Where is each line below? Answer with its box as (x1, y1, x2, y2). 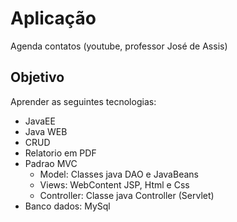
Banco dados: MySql (24, 200, 111, 212)
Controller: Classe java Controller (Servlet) (39, 189, 215, 201)
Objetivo (10, 69, 65, 86)
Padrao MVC (24, 157, 78, 169)
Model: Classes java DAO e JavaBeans (39, 168, 199, 180)
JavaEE (24, 115, 56, 127)
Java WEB (24, 125, 68, 137)
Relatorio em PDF (24, 147, 97, 159)
